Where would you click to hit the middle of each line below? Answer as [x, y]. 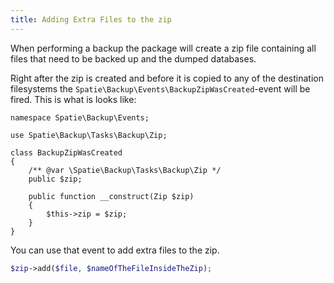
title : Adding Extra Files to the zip [91, 19]
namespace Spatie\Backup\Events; [80, 117]
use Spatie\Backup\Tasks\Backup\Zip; [89, 135]
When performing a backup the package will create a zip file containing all [163, 48]
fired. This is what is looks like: [73, 99]
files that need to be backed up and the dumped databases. [133, 58]
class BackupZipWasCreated [66, 152]
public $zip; [55, 179]
